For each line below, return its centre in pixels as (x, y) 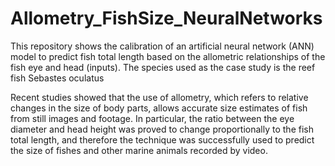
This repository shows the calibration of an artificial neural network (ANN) (162, 46)
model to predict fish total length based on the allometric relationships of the (168, 56)
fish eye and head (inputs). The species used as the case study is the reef (163, 67)
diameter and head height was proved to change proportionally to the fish (162, 129)
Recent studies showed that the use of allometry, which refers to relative (159, 97)
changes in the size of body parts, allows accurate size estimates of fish (159, 108)
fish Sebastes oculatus (57, 78)
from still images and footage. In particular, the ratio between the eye (152, 118)
